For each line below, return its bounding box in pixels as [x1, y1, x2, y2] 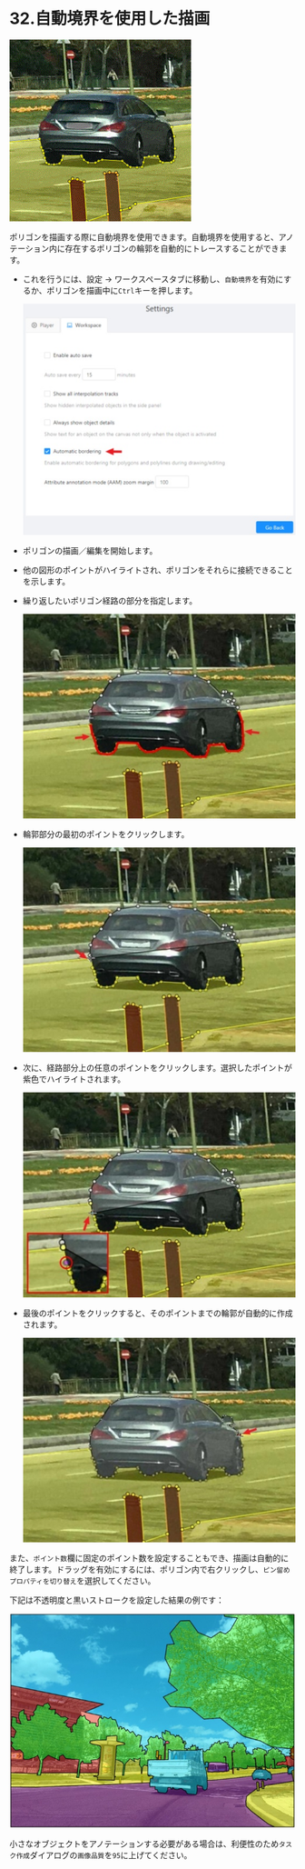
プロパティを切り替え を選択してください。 [9, 1574, 156, 1586]
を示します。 [22, 576, 71, 587]
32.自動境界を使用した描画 [9, 8, 211, 29]
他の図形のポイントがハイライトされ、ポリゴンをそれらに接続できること [22, 565, 293, 575]
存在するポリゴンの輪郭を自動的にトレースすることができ [64, 243, 280, 254]
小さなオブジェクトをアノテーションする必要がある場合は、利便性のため [9, 1838, 280, 1850]
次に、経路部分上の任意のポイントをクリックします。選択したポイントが [22, 1063, 292, 1074]
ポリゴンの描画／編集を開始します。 [22, 545, 158, 556]
